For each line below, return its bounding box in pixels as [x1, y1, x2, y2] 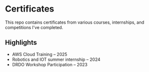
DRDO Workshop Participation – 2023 [12, 61, 88, 67]
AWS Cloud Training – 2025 [12, 51, 67, 57]
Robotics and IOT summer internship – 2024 [12, 57, 100, 62]
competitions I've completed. [5, 24, 63, 30]
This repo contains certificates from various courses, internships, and [5, 19, 145, 25]
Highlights [5, 39, 37, 47]
